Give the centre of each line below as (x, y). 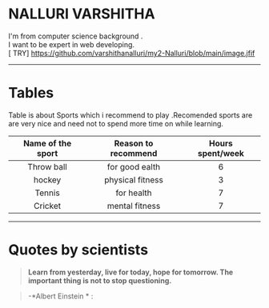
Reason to (134, 143)
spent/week (221, 153)
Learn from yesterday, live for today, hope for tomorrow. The (130, 272)
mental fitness (134, 206)
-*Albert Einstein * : (60, 296)
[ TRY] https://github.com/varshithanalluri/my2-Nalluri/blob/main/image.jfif (132, 53)
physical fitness (134, 179)
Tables (31, 93)
